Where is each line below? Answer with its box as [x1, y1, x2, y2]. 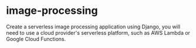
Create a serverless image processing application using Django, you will [6, 23, 181, 30]
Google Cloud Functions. [6, 35, 66, 42]
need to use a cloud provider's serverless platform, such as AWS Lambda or [6, 29, 191, 36]
